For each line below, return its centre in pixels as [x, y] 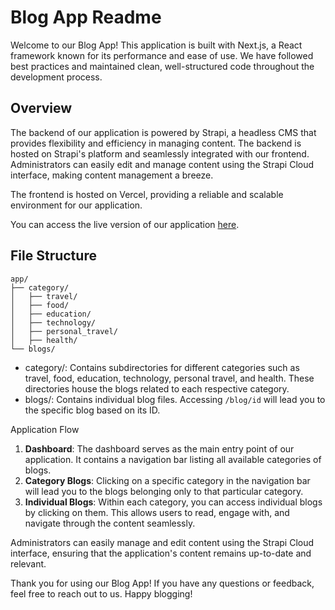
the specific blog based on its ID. [92, 410]
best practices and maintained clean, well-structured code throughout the [162, 66]
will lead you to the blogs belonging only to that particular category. [164, 491]
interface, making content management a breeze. [112, 175]
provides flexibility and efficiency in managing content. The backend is [156, 143]
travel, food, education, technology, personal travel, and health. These [169, 378]
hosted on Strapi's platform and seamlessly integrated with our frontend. [160, 153]
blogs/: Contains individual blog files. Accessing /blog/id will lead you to [175, 399]
